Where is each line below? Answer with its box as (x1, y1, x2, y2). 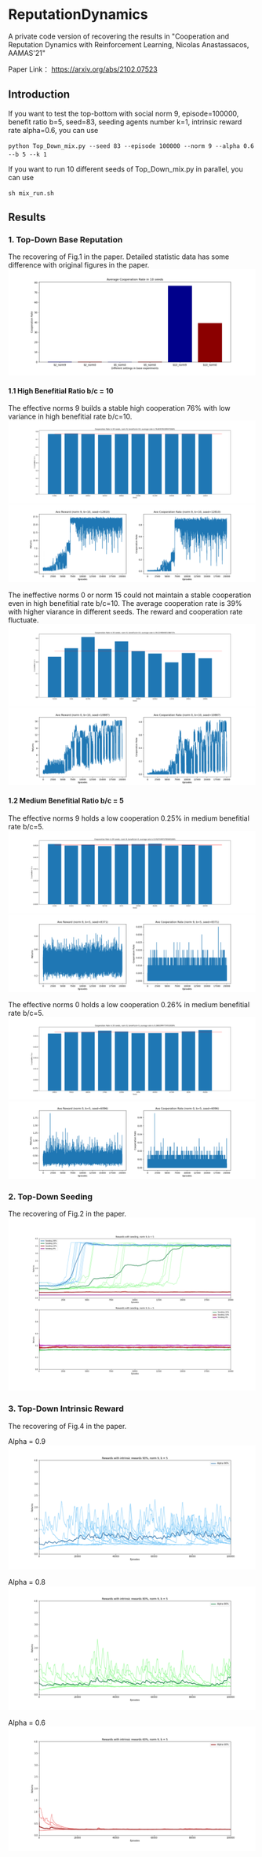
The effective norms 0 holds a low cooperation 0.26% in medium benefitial (8, 1000, 250, 1010)
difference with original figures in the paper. (8, 260, 150, 270)
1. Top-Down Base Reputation (8, 234, 123, 246)
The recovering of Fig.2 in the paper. (8, 1209, 127, 1219)
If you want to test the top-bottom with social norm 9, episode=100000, (8, 109, 239, 118)
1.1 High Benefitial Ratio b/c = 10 (8, 386, 114, 395)
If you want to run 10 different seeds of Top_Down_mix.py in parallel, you (8, 164, 243, 174)
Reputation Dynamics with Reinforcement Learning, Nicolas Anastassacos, (8, 39, 249, 49)
